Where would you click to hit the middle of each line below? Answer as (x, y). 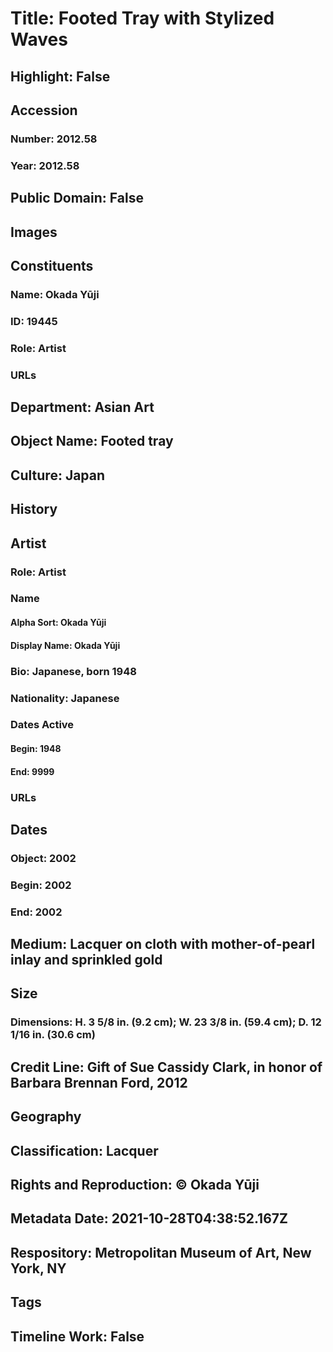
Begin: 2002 (41, 885)
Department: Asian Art (82, 407)
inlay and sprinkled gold (86, 960)
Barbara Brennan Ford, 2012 (99, 1082)
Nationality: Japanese (65, 698)
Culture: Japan (58, 475)
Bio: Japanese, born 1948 (73, 671)
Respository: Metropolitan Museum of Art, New (161, 1252)
